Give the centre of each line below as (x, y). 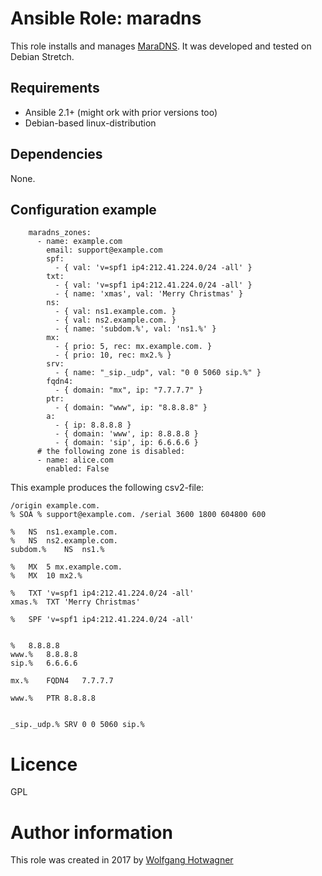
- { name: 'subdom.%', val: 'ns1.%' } (135, 329)
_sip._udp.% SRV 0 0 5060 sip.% (77, 725)
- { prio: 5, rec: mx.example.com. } (133, 347)
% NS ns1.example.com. (64, 532)
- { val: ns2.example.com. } (115, 320)
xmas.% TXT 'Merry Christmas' (75, 602)
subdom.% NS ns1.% (57, 550)
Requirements (55, 88)
